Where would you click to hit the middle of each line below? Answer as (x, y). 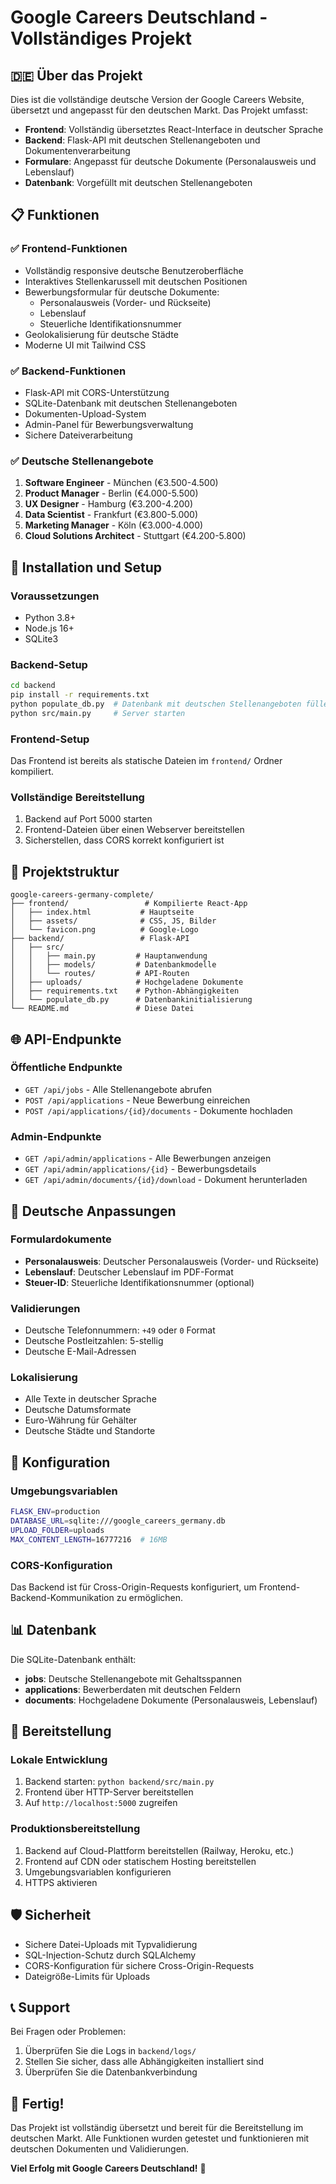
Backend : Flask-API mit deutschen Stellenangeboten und (142, 140)
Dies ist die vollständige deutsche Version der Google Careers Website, (157, 99)
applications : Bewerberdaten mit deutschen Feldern (133, 1689)
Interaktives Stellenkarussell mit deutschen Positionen (136, 281)
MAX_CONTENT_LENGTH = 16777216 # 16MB (89, 1539)
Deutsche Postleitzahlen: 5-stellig (94, 1341)
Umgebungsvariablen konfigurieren (98, 1872)
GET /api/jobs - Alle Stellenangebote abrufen (118, 1089)
